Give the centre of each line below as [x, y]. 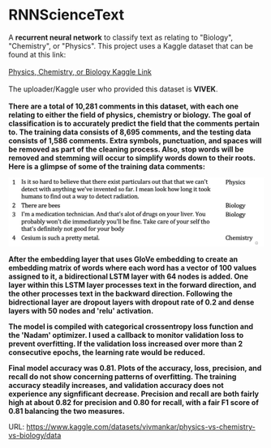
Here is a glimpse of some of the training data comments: [107, 166]
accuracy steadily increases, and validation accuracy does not [116, 386]
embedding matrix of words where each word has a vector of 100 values [133, 268]
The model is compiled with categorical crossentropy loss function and [131, 326]
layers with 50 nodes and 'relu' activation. [81, 311]
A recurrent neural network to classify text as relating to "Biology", [121, 37]
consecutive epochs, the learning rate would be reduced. [107, 352]
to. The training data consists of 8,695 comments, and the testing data [130, 132]
